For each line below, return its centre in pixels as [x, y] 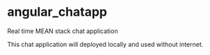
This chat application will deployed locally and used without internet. [105, 44]
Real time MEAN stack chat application [63, 31]
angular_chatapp [57, 12]
